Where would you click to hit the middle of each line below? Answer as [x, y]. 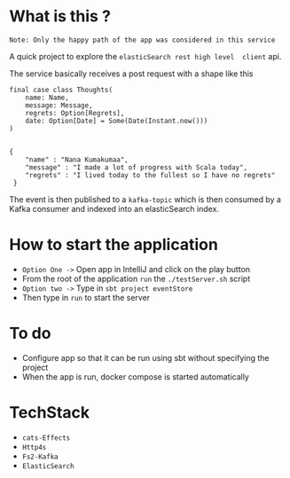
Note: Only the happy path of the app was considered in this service [142, 40]
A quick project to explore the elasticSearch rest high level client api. [145, 56]
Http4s [34, 447]
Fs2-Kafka [40, 457]
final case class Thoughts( [61, 90]
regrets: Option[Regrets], [75, 113]
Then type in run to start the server [86, 297]
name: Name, [47, 98]
